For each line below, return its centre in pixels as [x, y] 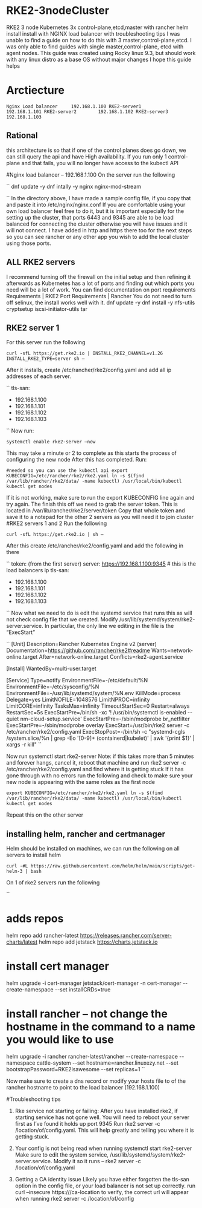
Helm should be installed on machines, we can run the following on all [93, 849]
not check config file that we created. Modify [62, 619]
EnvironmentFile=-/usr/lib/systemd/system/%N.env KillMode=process [93, 693]
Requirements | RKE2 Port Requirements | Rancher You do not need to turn [99, 296]
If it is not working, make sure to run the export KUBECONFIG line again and [100, 498]
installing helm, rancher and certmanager [86, 834]
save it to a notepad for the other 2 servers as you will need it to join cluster [100, 517]
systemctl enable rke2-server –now [51, 442]
